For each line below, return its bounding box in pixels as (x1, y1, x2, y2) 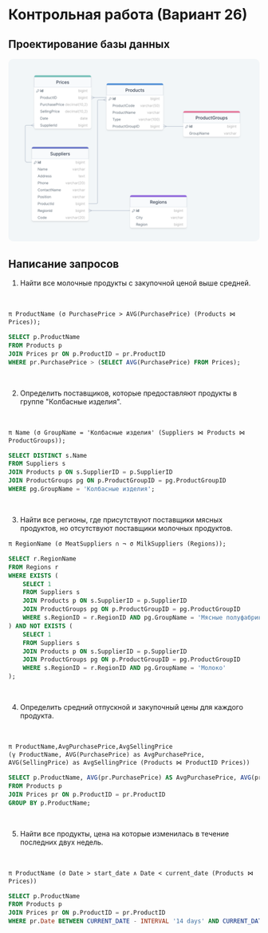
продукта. (19, 711, 54, 720)
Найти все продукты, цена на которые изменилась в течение (19, 829, 230, 838)
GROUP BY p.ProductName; (8, 799, 91, 807)
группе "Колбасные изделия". (19, 396, 122, 406)
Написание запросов (8, 257, 120, 270)
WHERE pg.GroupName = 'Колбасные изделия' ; (8, 485, 156, 493)
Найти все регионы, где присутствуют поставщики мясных (19, 514, 223, 524)
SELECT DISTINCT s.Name (8, 451, 88, 459)
